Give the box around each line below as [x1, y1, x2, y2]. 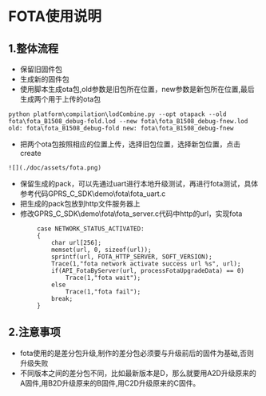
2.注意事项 [8, 326, 62, 339]
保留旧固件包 [19, 65, 62, 74]
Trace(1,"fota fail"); [65, 288, 141, 296]
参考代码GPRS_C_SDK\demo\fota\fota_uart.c [19, 189, 166, 198]
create [19, 149, 42, 158]
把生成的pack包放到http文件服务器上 [19, 199, 141, 208]
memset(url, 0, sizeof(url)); [50, 246, 152, 254]
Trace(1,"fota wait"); [65, 274, 141, 282]
